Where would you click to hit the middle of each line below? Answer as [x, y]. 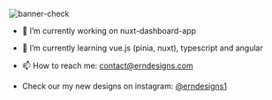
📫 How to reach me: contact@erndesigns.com [107, 65]
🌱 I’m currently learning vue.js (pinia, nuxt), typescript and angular [142, 48]
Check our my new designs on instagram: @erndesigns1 [125, 86]
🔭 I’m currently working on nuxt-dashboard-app [109, 31]
